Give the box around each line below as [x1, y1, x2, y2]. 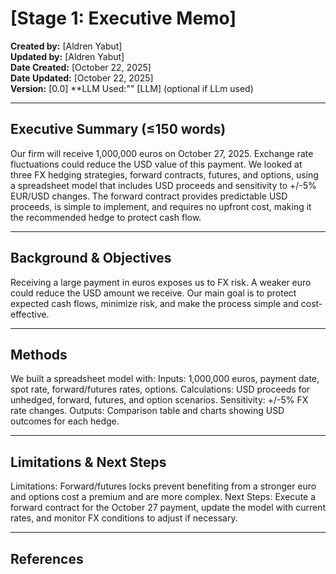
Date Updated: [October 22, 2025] [10, 72, 154, 84]
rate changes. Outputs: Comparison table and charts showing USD [10, 405, 285, 417]
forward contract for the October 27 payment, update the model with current [10, 502, 326, 514]
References [10, 550, 84, 567]
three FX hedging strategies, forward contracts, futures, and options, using [10, 168, 319, 181]
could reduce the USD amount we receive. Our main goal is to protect [10, 287, 297, 299]
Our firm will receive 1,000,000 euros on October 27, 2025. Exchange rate [10, 147, 314, 159]
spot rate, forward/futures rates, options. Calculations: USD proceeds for [10, 383, 311, 396]
